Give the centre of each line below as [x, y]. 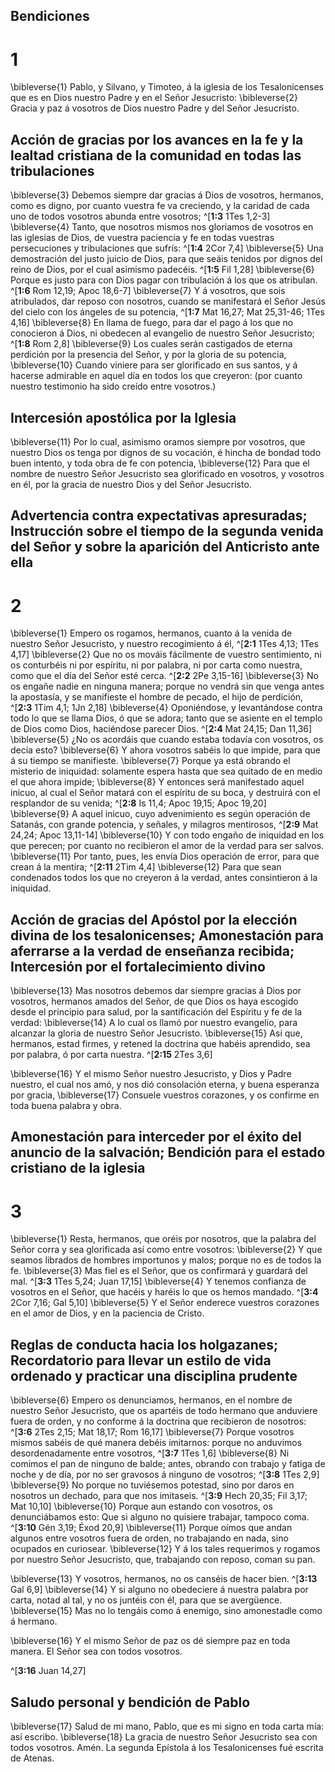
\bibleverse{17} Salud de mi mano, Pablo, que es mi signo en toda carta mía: [167, 1726]
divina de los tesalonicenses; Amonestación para [167, 935]
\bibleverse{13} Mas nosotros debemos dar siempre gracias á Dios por [156, 991]
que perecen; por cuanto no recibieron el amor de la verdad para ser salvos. [167, 846]
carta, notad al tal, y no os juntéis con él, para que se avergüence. [146, 1600]
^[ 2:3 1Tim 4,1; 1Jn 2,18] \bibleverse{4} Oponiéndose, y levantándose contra [166, 708]
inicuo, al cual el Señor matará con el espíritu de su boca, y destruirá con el [165, 793]
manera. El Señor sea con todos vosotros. [96, 1651]
